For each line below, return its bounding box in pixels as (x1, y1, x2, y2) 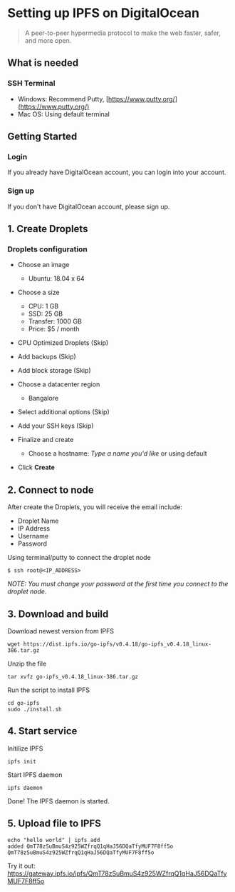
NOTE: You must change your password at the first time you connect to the (7, 580, 229, 588)
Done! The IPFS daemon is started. (7, 796, 110, 805)
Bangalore (28, 394, 59, 403)
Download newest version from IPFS (7, 626, 114, 635)
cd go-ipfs (7, 699, 40, 706)
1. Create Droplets (7, 223, 88, 235)
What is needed (7, 57, 79, 69)
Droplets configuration (7, 244, 88, 254)
